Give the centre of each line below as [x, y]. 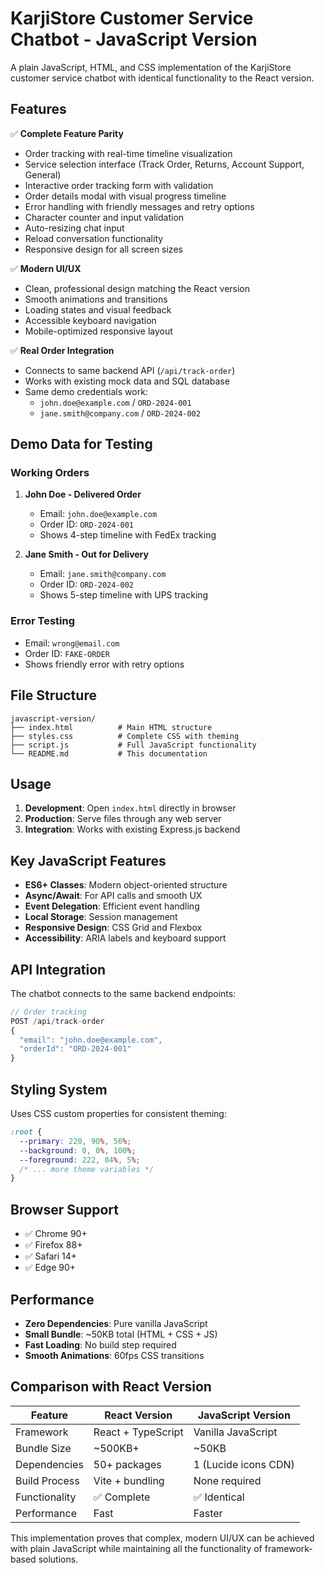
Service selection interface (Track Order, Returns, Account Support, [164, 164]
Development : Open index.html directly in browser [130, 808]
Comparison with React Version [111, 1387]
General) [43, 174]
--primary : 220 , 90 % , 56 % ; [75, 1141]
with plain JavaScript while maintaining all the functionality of [136, 1548]
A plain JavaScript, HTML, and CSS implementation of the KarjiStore [151, 67]
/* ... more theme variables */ [87, 1169]
